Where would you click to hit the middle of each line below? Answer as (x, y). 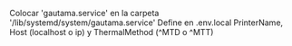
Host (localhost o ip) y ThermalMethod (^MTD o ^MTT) (112, 32)
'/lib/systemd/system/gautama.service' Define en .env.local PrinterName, (146, 23)
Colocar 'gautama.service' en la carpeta (84, 13)
